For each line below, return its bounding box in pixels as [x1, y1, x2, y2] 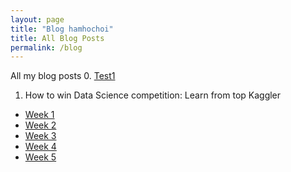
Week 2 [24, 119, 57, 131]
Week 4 [24, 141, 57, 153]
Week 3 [24, 130, 57, 142]
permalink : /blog [10, 42, 83, 53]
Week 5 [24, 151, 57, 163]
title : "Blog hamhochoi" [10, 24, 114, 34]
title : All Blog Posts [10, 33, 105, 43]
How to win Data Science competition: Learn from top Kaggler [24, 89, 282, 101]
